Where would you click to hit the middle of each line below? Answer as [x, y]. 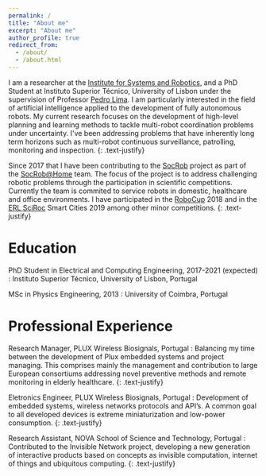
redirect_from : [33, 45]
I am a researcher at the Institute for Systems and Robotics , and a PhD [123, 82]
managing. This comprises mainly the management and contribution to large [133, 365]
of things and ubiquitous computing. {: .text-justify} [92, 463]
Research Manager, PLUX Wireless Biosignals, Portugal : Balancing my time [132, 348]
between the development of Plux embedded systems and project [116, 356]
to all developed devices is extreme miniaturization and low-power [117, 414]
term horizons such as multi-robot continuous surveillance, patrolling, [122, 141]
